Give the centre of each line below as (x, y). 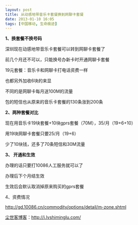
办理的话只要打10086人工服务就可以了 (44, 165)
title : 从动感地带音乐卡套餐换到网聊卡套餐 (44, 14)
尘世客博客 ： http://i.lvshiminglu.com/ (43, 218)
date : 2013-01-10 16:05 (30, 19)
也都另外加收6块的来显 (28, 81)
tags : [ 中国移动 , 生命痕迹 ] (31, 24)
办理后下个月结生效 (25, 176)
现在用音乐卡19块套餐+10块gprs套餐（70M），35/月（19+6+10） (70, 123)
